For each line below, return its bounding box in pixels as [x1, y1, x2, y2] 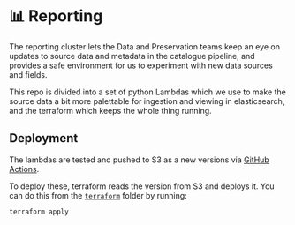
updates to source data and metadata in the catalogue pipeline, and [9, 50, 255, 61]
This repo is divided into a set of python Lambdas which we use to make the [9, 86, 287, 97]
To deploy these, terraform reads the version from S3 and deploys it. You [9, 181, 276, 191]
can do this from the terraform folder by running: [9, 190, 187, 200]
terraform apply [9, 207, 69, 216]
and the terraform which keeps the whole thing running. [9, 105, 212, 116]
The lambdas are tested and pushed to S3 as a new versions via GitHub [9, 154, 269, 165]
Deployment [9, 131, 79, 146]
